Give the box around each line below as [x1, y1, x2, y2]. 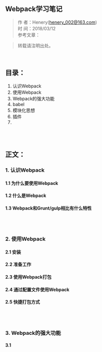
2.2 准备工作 [5, 262, 31, 268]
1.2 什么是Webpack [5, 192, 46, 198]
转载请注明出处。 [17, 42, 54, 48]
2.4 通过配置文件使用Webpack [5, 286, 70, 292]
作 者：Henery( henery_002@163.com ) [17, 19, 97, 25]
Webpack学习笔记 [5, 5, 63, 14]
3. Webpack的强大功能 [5, 329, 62, 336]
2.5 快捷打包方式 [5, 299, 40, 305]
